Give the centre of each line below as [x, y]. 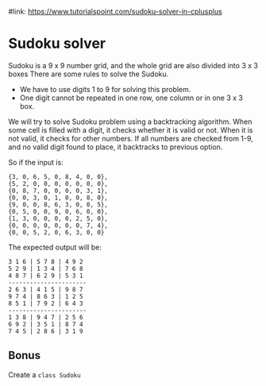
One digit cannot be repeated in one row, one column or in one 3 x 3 [131, 98]
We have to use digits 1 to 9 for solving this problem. [105, 89]
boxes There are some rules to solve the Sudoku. [89, 74]
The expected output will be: [55, 247]
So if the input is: [36, 162]
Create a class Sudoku [44, 374]
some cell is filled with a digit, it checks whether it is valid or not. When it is [131, 129]
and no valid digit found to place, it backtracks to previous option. [116, 147]
